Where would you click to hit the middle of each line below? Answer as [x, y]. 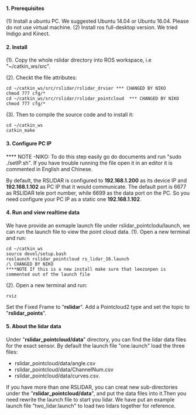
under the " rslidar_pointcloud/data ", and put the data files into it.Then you [96, 393]
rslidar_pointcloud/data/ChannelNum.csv [64, 370]
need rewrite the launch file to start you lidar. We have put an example [90, 400]
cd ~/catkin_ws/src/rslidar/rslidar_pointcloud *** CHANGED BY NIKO [93, 99]
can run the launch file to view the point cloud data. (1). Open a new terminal [98, 232]
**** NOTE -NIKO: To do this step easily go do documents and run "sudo [94, 157]
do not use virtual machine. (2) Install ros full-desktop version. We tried [92, 28]
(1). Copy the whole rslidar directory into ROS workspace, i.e [79, 60]
